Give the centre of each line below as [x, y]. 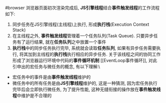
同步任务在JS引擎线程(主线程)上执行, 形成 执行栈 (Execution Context [81, 24]
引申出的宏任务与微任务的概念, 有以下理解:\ [56, 67]
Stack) [19, 30]
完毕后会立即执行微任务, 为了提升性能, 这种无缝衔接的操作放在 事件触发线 [86, 89]
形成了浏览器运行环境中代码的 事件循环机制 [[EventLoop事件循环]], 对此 [85, 60]
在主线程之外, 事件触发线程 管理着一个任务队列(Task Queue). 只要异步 [83, 36]
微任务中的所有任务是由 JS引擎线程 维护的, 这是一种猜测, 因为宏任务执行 [85, 83]
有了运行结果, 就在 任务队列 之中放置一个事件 [61, 42]
